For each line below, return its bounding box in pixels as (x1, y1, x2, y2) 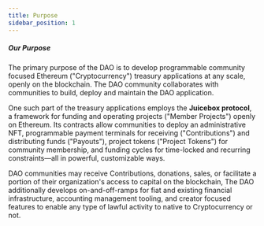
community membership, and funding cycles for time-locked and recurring (8, 145, 251, 154)
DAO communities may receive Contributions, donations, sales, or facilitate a (8, 169, 257, 178)
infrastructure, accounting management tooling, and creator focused (8, 194, 231, 203)
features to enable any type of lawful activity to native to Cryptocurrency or (8, 202, 254, 212)
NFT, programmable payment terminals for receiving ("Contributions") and (8, 128, 250, 138)
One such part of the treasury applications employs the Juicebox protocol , (8, 103, 252, 113)
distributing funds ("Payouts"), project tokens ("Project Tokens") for (8, 137, 229, 146)
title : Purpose (8, 11, 58, 20)
